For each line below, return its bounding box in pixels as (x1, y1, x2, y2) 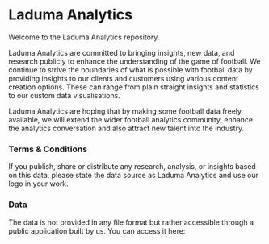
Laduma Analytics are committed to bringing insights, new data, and (8, 48, 235, 57)
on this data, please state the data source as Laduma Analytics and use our (8, 171, 259, 180)
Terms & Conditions (8, 143, 87, 155)
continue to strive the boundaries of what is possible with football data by (8, 64, 253, 74)
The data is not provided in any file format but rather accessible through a (8, 217, 254, 227)
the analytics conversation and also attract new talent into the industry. (8, 123, 245, 133)
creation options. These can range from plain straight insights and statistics (8, 82, 260, 92)
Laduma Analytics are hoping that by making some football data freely (8, 106, 242, 116)
